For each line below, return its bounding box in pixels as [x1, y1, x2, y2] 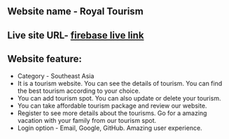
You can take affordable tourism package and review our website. [17, 101, 207, 110]
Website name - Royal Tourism [7, 6, 144, 17]
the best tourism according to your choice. [17, 87, 141, 95]
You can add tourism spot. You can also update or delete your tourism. [17, 94, 221, 102]
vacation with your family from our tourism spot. [17, 116, 157, 124]
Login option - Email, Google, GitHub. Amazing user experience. [17, 124, 202, 132]
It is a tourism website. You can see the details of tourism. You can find [17, 79, 223, 87]
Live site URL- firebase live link [7, 29, 144, 41]
